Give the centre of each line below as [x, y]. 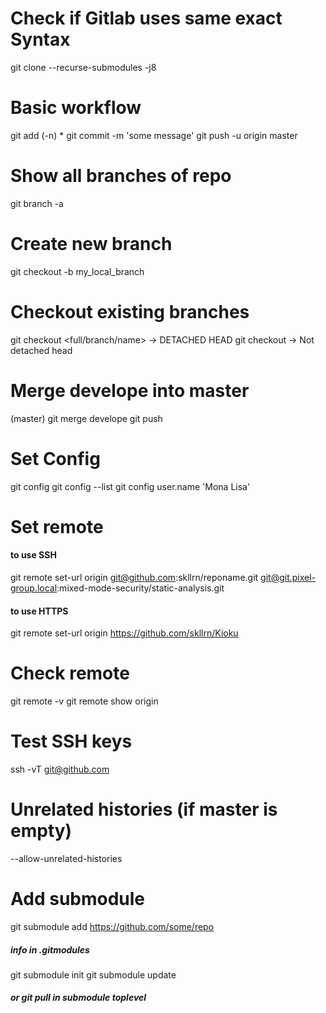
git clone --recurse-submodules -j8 [83, 67]
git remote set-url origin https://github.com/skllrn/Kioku [124, 633]
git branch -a [37, 203]
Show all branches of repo [121, 176]
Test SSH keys [71, 741]
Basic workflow [76, 108]
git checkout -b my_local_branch [77, 271]
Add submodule [78, 899]
